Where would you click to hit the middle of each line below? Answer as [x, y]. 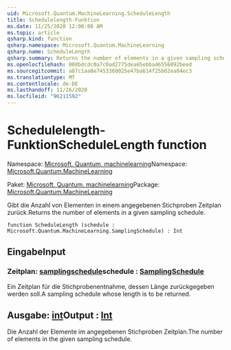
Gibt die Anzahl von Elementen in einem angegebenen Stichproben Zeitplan [114, 205]
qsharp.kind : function [40, 39]
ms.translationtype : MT [41, 77]
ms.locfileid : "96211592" [44, 97]
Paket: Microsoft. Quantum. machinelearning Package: [84, 184]
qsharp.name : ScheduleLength [49, 52]
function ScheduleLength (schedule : [61, 225]
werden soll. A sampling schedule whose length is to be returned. [99, 294]
